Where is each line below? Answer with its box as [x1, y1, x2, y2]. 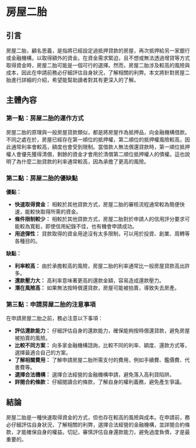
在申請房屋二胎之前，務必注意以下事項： [6, 314, 103, 322]
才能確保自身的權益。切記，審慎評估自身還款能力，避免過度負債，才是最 [16, 429, 190, 436]
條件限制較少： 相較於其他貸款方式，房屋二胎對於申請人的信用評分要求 [14, 215, 185, 223]
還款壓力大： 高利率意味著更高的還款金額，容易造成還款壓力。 [14, 276, 164, 284]
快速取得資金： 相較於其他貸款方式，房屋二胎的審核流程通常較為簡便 [14, 200, 180, 208]
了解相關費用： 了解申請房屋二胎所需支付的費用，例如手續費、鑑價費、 [14, 357, 185, 364]
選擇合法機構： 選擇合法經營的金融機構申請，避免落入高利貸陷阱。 [14, 371, 175, 378]
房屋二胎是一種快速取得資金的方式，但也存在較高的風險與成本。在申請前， [6, 414, 185, 421]
